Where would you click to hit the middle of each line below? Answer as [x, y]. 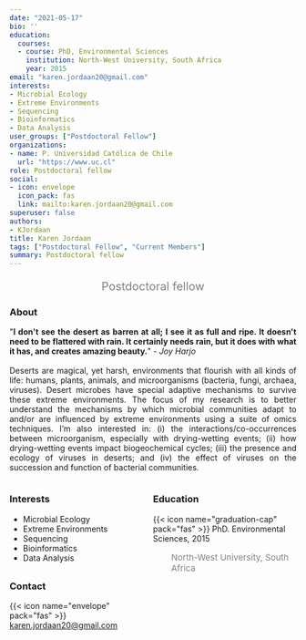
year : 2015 [46, 69]
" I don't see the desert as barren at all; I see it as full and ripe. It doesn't [153, 332]
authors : [26, 221]
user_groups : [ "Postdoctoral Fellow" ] [83, 137]
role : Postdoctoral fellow [61, 170]
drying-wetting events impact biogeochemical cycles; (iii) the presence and [153, 449]
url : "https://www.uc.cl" [67, 162]
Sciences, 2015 [182, 538]
